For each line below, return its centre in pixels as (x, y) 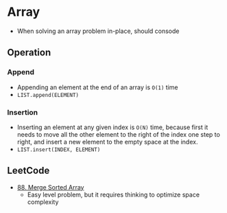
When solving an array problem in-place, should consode (98, 31)
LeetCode (28, 171)
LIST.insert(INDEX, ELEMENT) (59, 149)
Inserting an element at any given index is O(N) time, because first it (112, 127)
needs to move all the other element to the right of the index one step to (119, 134)
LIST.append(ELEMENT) (48, 95)
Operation (29, 53)
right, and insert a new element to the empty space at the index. (107, 142)
